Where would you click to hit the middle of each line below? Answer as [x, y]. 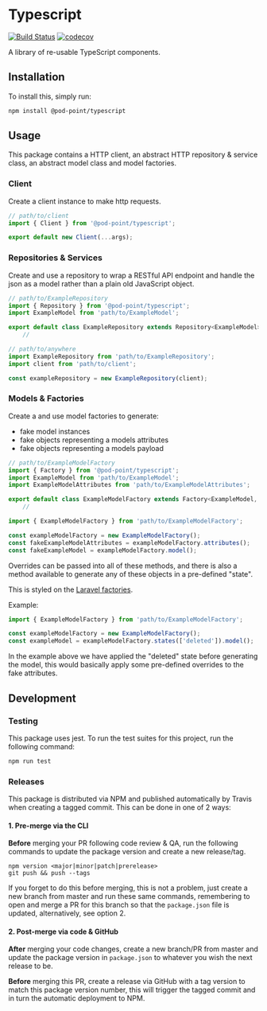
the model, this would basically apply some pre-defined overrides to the [126, 665]
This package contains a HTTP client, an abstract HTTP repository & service [133, 155]
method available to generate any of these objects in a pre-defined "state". [130, 574]
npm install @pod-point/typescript [67, 111]
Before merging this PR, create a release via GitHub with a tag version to [127, 982]
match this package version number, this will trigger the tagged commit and [132, 990]
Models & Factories [46, 399]
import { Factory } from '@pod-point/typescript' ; [94, 470]
